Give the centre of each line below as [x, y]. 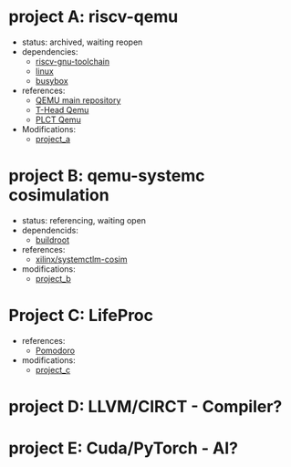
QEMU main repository [78, 100]
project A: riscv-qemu [94, 17]
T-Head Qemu [62, 109]
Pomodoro [55, 350]
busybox [52, 80]
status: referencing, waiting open [84, 220]
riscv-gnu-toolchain [73, 61]
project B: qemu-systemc [107, 176]
